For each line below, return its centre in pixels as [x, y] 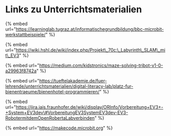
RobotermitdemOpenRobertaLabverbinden [50, 118]
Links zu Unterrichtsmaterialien [74, 9]
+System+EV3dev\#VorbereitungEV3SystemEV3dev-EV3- [67, 112]
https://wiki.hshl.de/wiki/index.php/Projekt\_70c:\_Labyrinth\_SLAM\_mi [91, 50]
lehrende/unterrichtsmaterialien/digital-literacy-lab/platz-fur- [69, 86]
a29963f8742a [21, 71]
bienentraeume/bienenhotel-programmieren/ [52, 91]
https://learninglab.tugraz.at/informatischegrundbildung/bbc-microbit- [90, 29]
